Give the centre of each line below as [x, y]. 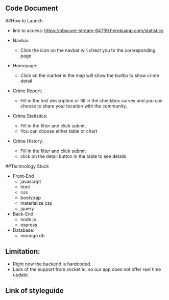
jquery [27, 208]
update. [21, 275]
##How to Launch [24, 20]
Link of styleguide [34, 291]
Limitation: [23, 252]
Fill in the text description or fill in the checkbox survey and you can [91, 100]
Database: [23, 230]
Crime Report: [27, 91]
